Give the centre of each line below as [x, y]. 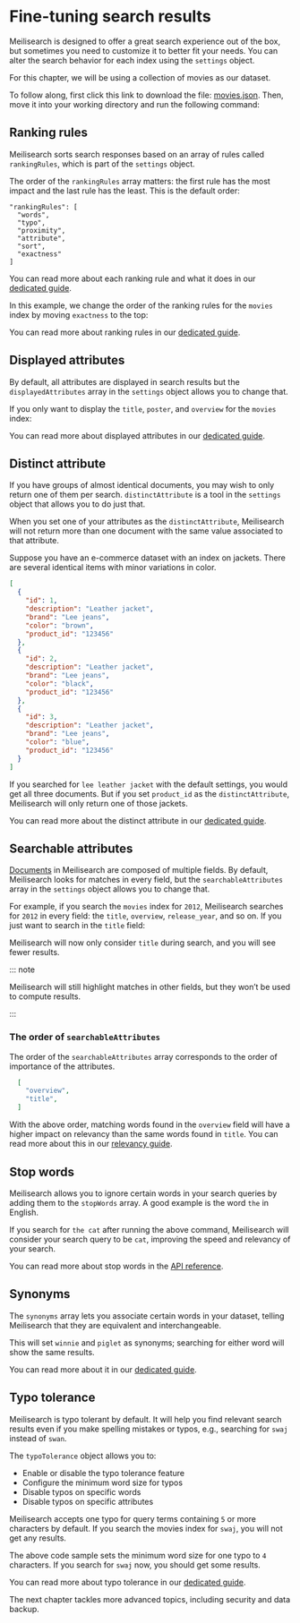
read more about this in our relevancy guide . [91, 1144]
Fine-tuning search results [111, 17]
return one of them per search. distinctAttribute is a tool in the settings [145, 495]
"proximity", [42, 230]
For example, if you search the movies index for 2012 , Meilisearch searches [146, 907]
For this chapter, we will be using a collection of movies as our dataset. [140, 77]
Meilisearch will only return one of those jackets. [99, 803]
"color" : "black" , [60, 683]
